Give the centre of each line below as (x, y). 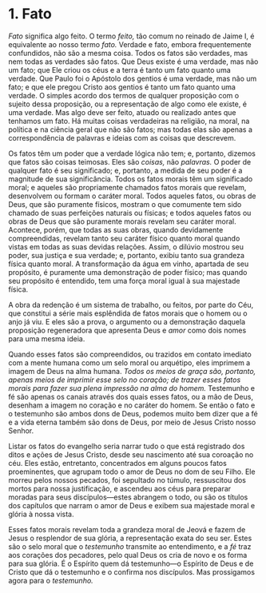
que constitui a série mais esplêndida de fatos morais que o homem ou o (128, 313)
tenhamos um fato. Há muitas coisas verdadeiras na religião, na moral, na (129, 121)
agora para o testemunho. (51, 580)
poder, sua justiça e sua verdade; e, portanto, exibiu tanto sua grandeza (127, 255)
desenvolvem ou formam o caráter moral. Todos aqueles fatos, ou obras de (132, 196)
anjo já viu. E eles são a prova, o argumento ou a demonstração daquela (127, 321)
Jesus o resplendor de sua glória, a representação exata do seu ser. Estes (130, 538)
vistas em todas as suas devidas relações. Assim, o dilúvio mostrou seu (126, 247)
